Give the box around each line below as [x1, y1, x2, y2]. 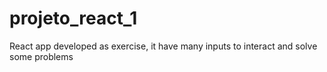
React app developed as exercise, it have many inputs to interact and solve [9, 40, 318, 52]
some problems [9, 50, 74, 62]
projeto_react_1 [9, 7, 138, 30]
